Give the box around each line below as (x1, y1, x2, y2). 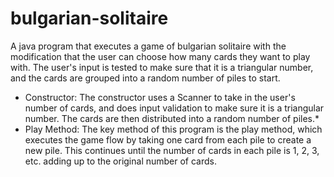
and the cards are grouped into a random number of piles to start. (10, 72, 281, 84)
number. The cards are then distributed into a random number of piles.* (24, 112, 320, 124)
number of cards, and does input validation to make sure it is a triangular (24, 102, 325, 114)
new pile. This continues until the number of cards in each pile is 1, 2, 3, (24, 144, 320, 156)
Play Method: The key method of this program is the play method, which (24, 123, 323, 135)
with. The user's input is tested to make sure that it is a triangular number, (10, 61, 314, 73)
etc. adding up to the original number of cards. (24, 155, 218, 167)
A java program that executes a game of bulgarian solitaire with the (10, 40, 287, 52)
